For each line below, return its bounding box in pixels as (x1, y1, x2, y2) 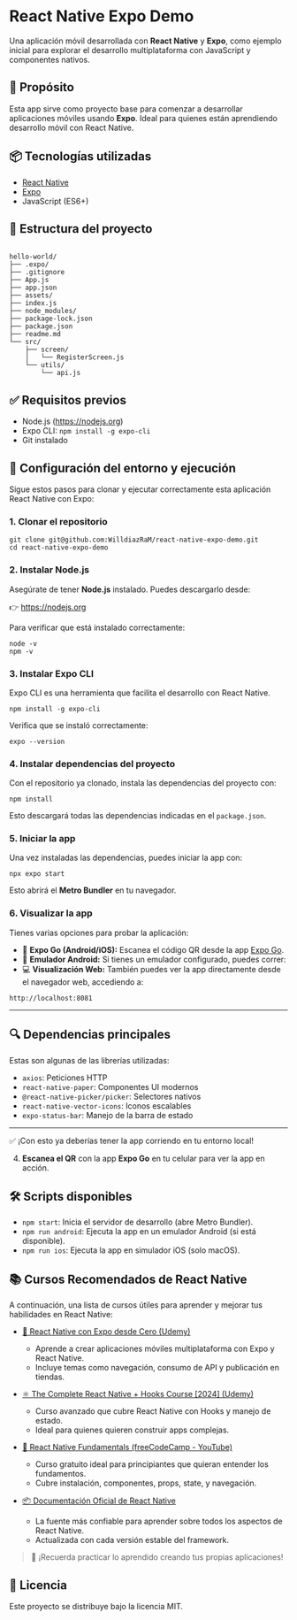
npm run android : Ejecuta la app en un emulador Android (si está (21, 1226, 256, 1237)
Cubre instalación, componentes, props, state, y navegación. (34, 1478, 257, 1488)
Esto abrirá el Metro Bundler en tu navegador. (9, 885, 177, 895)
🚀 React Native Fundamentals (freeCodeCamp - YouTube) (21, 1442, 232, 1453)
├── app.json (9, 283, 57, 293)
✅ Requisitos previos (9, 392, 126, 408)
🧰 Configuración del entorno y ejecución (9, 460, 236, 475)
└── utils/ (25, 361, 65, 370)
